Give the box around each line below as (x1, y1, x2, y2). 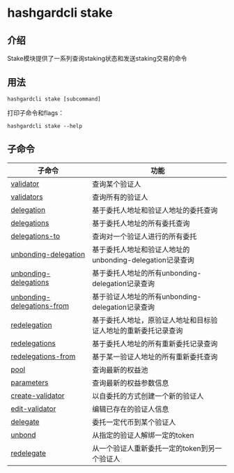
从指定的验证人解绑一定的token (91, 430, 194, 440)
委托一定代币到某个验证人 (91, 417, 176, 427)
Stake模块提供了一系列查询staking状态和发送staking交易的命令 (7, 54, 187, 62)
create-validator (10, 391, 65, 400)
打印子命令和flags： (7, 108, 65, 117)
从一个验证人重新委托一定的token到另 (91, 443, 215, 453)
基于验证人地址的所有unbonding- (91, 292, 202, 301)
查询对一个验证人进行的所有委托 (91, 232, 197, 241)
